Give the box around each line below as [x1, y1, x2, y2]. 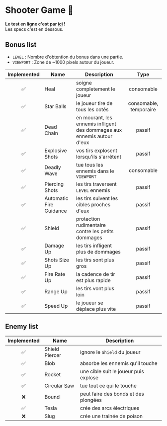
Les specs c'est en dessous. [5, 26, 64, 32]
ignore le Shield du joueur [80, 348, 141, 355]
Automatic [44, 195, 69, 202]
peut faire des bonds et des [80, 390, 144, 397]
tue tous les [76, 161, 103, 168]
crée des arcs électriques [80, 405, 140, 412]
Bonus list [5, 41, 37, 49]
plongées [80, 396, 102, 403]
